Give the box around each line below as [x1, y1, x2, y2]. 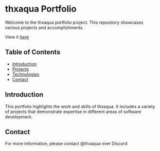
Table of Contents [5, 48, 61, 56]
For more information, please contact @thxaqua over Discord [5, 141, 127, 147]
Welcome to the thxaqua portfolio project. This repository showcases [5, 19, 143, 25]
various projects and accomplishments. [5, 24, 84, 30]
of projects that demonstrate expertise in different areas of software [5, 108, 142, 115]
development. [5, 114, 33, 119]
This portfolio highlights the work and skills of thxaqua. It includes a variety [5, 103, 156, 109]
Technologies [12, 71, 40, 77]
